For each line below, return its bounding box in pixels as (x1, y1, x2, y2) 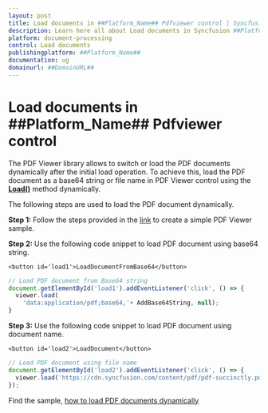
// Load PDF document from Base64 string (8, 276, 148, 284)
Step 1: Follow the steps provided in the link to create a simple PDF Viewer (8, 215, 253, 224)
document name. (8, 329, 65, 340)
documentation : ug (8, 57, 69, 65)
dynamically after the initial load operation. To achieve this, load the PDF (8, 167, 246, 177)
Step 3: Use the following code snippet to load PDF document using (8, 321, 232, 331)
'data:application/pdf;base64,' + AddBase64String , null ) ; (22, 299, 219, 308)
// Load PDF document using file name (8, 359, 137, 367)
